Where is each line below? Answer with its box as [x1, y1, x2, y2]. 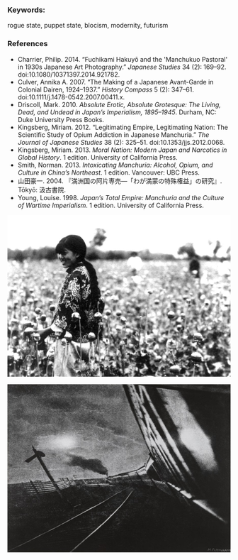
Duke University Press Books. [17, 115, 105, 123]
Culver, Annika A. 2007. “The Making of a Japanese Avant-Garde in [17, 77, 214, 86]
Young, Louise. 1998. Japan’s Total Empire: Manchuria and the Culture [17, 193, 225, 202]
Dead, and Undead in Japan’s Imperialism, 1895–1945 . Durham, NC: [17, 108, 217, 116]
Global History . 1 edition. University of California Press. [17, 153, 178, 161]
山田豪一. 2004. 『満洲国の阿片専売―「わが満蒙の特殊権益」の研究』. [17, 176, 222, 185]
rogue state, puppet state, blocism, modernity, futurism [7, 21, 169, 30]
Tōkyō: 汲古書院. [17, 185, 66, 194]
